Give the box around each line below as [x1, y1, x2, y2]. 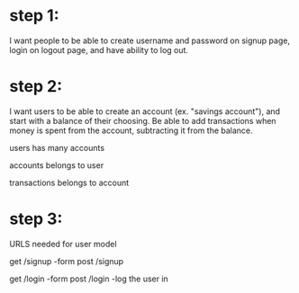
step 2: [9, 76, 63, 97]
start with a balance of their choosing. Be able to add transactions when [9, 115, 276, 126]
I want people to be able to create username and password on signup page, [9, 35, 291, 46]
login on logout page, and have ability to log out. [9, 44, 189, 55]
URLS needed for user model [9, 238, 117, 249]
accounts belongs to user [9, 159, 104, 171]
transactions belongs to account [9, 177, 130, 188]
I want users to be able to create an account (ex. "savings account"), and [9, 105, 281, 117]
